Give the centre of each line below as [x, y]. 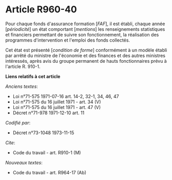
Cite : [10, 142]
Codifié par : [18, 122]
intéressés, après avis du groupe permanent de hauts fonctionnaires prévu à [86, 61]
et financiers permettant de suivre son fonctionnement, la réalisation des [82, 34]
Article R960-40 [41, 10]
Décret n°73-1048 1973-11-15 [43, 133]
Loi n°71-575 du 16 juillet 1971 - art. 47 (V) [57, 107]
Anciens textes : [22, 86]
